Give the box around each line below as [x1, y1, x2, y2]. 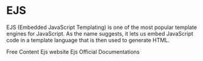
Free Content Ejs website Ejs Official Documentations [6, 48, 140, 55]
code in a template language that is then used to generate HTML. [6, 36, 169, 43]
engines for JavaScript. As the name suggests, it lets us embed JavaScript [6, 30, 194, 37]
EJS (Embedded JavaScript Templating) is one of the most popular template [6, 24, 198, 31]
